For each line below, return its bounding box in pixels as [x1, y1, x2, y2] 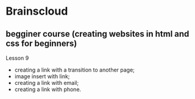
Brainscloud [5, 4, 68, 18]
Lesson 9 [5, 54, 29, 62]
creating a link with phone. [14, 86, 82, 93]
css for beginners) [5, 38, 77, 48]
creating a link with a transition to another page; [14, 66, 135, 73]
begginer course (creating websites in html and [5, 29, 190, 39]
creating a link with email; [14, 79, 79, 86]
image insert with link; [14, 73, 70, 80]
